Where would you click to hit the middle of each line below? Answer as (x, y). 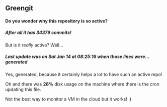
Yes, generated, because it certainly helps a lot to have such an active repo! (84, 74)
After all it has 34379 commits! (38, 32)
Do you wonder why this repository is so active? (57, 21)
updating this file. (23, 89)
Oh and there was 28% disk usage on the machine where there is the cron (82, 84)
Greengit (19, 8)
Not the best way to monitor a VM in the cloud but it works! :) (68, 99)
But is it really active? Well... (34, 45)
